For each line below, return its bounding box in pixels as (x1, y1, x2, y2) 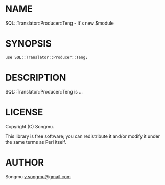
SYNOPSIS (5, 38, 52, 50)
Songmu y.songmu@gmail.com (5, 173, 71, 179)
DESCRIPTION (5, 72, 66, 83)
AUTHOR (5, 156, 44, 168)
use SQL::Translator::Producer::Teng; (5, 55, 88, 60)
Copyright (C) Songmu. (5, 123, 55, 129)
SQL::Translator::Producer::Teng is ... (5, 88, 83, 95)
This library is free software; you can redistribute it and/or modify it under (5, 133, 160, 140)
